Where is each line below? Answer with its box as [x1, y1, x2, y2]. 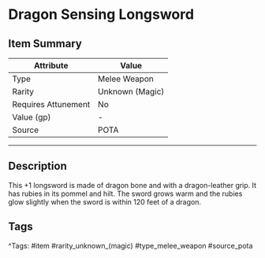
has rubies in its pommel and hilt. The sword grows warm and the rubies [8, 189, 243, 198]
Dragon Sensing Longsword [8, 6, 195, 24]
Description [8, 160, 67, 173]
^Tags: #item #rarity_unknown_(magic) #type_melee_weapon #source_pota [8, 241, 253, 250]
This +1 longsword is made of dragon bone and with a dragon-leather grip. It [8, 180, 257, 190]
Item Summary [8, 37, 83, 50]
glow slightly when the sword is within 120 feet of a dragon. [8, 197, 201, 206]
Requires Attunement [12, 99, 91, 109]
